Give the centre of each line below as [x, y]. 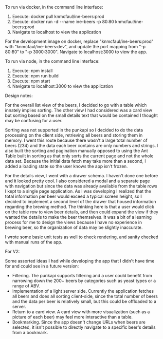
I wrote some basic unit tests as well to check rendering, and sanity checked [82, 237]
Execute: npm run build [35, 76]
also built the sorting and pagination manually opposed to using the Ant [77, 151]
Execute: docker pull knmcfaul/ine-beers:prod [58, 16]
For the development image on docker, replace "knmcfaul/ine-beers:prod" [80, 41]
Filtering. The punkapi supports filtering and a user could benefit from [82, 275]
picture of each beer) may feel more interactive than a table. [72, 317]
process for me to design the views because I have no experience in [73, 222]
